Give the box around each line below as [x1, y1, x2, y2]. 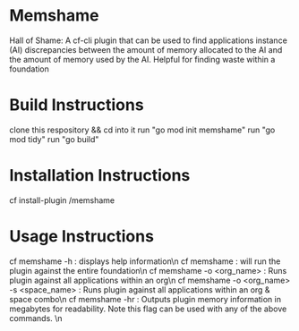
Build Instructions [9, 95, 145, 115]
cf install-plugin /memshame [9, 194, 115, 206]
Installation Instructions [9, 165, 191, 186]
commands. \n [9, 312, 63, 323]
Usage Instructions [9, 226, 155, 246]
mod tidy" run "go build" [9, 133, 99, 144]
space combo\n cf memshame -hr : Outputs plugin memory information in [9, 293, 282, 304]
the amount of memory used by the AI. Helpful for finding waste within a [9, 54, 276, 64]
